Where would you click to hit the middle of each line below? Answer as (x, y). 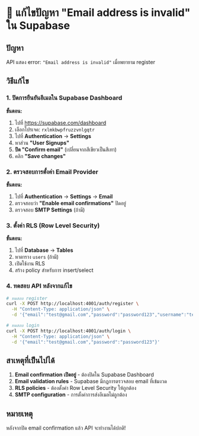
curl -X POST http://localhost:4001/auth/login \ (69, 331)
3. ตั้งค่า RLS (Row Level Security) (53, 225)
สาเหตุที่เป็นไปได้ (31, 360)
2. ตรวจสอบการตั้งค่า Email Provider (52, 172)
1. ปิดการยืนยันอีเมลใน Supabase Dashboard (64, 98)
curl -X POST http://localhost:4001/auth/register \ (73, 304)
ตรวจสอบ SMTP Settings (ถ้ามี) (50, 210)
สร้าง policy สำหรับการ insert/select (54, 270)
